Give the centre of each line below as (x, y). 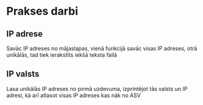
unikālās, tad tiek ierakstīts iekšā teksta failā (62, 55)
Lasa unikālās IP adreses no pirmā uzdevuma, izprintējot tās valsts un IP (97, 89)
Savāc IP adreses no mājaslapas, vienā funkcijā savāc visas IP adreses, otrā (102, 48)
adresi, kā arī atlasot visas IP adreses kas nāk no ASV (74, 95)
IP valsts (23, 74)
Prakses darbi (42, 11)
